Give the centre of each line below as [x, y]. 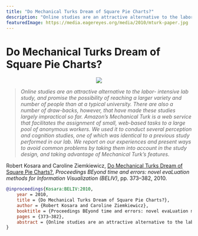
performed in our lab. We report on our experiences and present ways [106, 142]
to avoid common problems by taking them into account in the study [104, 148]
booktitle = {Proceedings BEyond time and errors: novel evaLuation [103, 211]
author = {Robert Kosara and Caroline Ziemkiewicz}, [83, 205]
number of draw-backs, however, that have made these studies [98, 110]
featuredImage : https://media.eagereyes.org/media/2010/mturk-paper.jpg [97, 22]
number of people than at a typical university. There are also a [97, 104]
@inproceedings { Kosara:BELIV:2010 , [50, 189]
